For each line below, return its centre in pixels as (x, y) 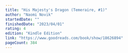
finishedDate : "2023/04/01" (35, 24)
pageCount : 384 (21, 43)
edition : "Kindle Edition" (34, 33)
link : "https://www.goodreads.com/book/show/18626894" (64, 38)
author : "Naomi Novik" (29, 15)
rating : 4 (16, 29)
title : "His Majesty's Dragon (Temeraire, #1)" (56, 10)
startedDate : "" (22, 19)
